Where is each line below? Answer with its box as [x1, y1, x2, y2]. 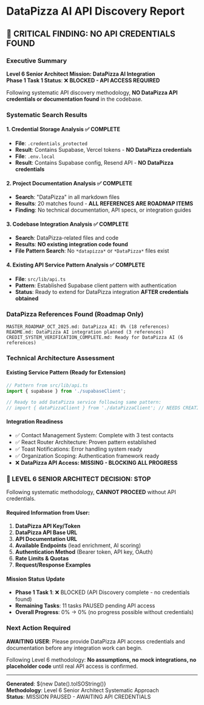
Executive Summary [6, 56, 67, 65]
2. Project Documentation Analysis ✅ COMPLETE [6, 179, 132, 187]
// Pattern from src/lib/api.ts [6, 382, 88, 388]
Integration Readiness [6, 418, 63, 425]
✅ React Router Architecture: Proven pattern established [15, 438, 157, 446]
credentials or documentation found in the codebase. [6, 95, 143, 102]
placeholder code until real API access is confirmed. [6, 662, 138, 670]
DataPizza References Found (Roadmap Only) [6, 310, 144, 318]
